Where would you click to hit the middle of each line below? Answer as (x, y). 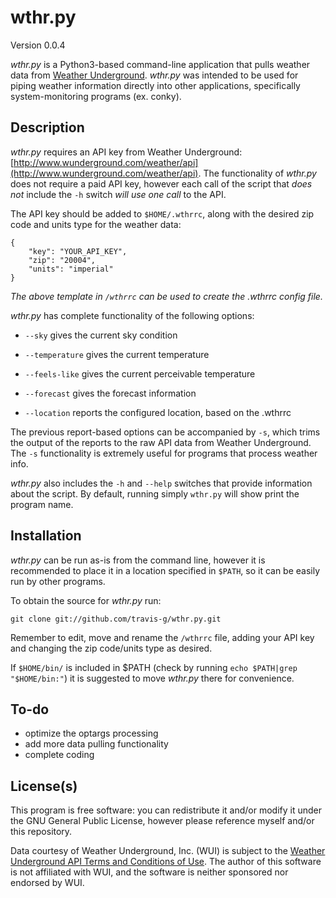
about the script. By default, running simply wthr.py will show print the (155, 493)
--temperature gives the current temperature (117, 354)
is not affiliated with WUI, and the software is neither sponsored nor (149, 872)
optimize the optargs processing (91, 733)
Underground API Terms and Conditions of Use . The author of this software (166, 862)
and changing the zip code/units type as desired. (111, 648)
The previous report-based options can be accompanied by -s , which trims (165, 432)
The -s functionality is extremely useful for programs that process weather (164, 453)
